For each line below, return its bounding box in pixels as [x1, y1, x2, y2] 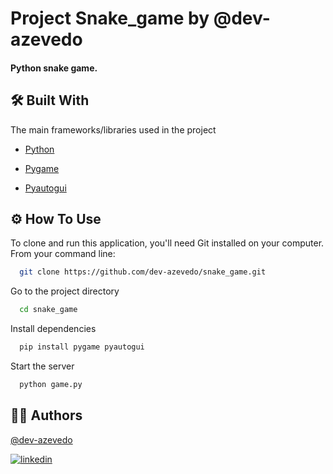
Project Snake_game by [10, 7, 210, 30]
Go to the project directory [10, 285, 120, 297]
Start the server [10, 360, 75, 372]
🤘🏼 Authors [10, 407, 83, 424]
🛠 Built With [10, 92, 90, 109]
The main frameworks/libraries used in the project [10, 123, 217, 136]
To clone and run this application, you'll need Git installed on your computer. [10, 237, 325, 249]
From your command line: [10, 248, 116, 260]
